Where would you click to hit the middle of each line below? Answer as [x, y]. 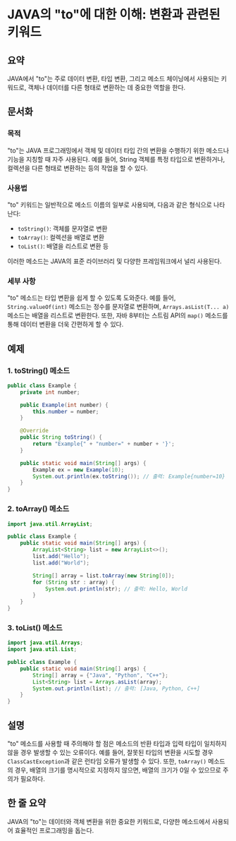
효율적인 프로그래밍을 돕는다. [54, 830]
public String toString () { [61, 437]
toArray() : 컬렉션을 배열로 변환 [61, 237]
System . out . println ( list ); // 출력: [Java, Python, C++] [117, 689]
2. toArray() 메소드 [38, 509]
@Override [35, 431]
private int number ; [50, 392]
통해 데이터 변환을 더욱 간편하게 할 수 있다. [66, 325]
